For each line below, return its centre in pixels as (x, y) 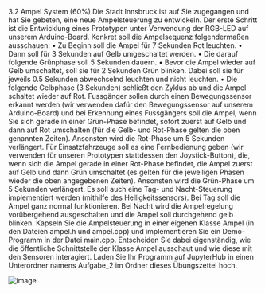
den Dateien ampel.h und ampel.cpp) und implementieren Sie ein (115, 231)
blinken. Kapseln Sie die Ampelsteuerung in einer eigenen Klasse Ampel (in (131, 223)
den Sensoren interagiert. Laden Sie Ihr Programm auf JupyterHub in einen (131, 257)
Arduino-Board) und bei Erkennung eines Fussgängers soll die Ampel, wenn (132, 113)
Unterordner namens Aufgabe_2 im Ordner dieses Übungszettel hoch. (123, 265)
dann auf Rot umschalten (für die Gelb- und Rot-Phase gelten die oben (124, 130)
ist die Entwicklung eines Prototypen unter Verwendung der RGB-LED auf (129, 28)
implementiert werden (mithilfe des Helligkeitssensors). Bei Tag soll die (125, 197)
